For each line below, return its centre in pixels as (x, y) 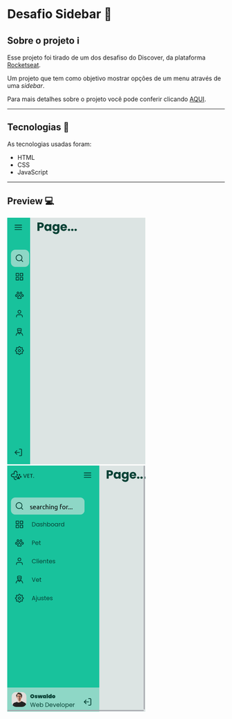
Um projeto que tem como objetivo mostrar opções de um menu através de (114, 78)
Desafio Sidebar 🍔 (60, 14)
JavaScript (32, 172)
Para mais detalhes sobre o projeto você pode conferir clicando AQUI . (107, 99)
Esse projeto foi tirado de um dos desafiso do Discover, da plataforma (106, 57)
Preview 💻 (31, 201)
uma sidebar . (26, 85)
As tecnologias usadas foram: (49, 144)
